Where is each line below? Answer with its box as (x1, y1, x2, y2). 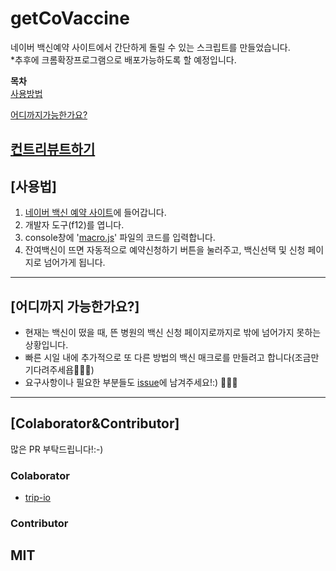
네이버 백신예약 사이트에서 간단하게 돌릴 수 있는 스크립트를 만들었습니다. (10, 41, 291, 53)
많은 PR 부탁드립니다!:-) (10, 443, 104, 455)
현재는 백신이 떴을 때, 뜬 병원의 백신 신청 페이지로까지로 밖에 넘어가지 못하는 (24, 326, 322, 338)
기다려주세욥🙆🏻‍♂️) (24, 363, 95, 376)
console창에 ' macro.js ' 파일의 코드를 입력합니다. (24, 232, 216, 244)
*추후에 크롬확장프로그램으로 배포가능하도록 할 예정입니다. (10, 53, 237, 66)
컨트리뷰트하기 (10, 141, 96, 158)
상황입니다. (24, 338, 69, 351)
